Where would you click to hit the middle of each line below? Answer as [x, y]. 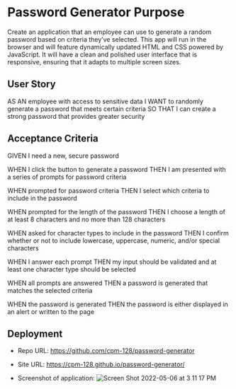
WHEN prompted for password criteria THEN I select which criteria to [108, 190]
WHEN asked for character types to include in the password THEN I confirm [118, 233]
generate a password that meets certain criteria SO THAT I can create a [112, 109]
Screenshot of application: [56, 378]
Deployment [35, 333]
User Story [32, 85]
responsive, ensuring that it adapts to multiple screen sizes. [94, 62]
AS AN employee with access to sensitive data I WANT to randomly [106, 101]
